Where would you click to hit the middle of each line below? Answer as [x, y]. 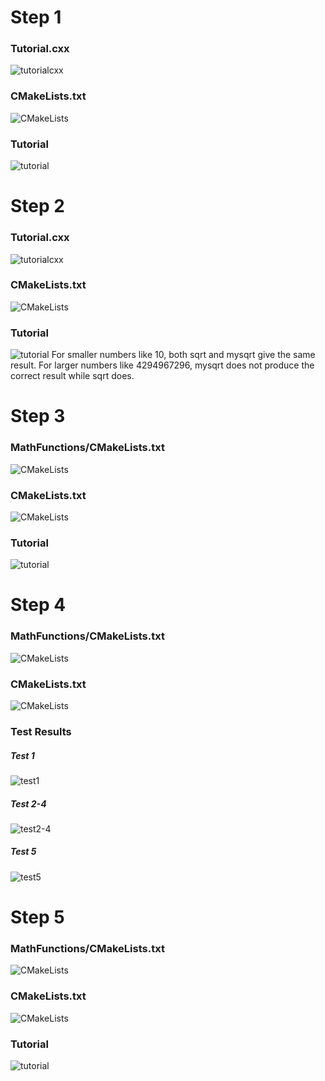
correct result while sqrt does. [72, 376]
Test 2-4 [28, 803]
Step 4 [38, 605]
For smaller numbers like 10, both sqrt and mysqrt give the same [183, 355]
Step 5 [37, 917]
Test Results [41, 731]
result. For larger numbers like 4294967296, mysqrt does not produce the [162, 365]
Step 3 [38, 416]
